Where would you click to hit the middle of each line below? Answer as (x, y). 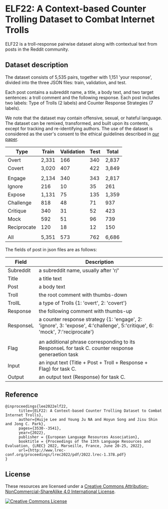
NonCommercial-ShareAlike (34, 491)
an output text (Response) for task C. (82, 377)
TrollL (14, 303)
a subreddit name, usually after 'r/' (79, 270)
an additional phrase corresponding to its (87, 342)
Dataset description (37, 65)
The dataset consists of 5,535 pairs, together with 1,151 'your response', (79, 77)
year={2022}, (32, 433)
